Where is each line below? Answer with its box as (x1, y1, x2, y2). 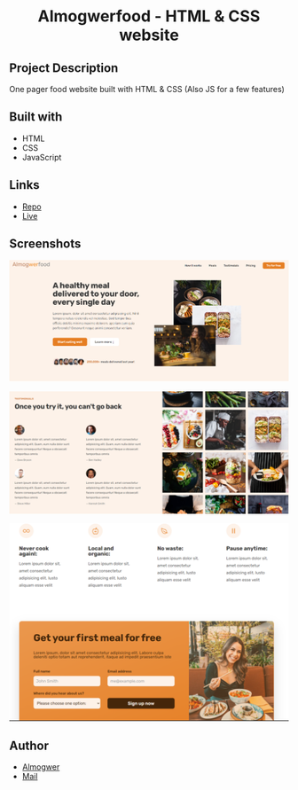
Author (9, 738, 49, 753)
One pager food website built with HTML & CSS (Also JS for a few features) (9, 84, 286, 94)
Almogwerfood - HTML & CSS (37, 6, 261, 27)
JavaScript (21, 152, 62, 162)
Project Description (9, 60, 119, 75)
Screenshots (9, 237, 82, 252)
